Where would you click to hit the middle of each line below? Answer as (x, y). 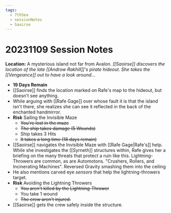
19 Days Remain (30, 85)
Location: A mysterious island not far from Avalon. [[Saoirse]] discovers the (85, 64)
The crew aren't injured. (46, 199)
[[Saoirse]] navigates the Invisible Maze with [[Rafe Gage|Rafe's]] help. (88, 145)
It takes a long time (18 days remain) (59, 140)
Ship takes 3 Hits (38, 134)
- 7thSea (19, 15)
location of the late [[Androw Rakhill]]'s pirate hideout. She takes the (78, 69)
